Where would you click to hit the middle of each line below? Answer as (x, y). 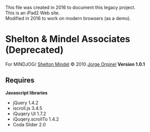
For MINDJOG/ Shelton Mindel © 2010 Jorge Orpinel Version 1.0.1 (75, 64)
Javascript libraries (26, 92)
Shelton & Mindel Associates (68, 39)
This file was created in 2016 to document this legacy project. (70, 7)
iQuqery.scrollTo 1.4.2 (36, 119)
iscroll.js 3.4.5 (27, 108)
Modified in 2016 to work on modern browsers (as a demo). (68, 18)
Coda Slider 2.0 (29, 124)
